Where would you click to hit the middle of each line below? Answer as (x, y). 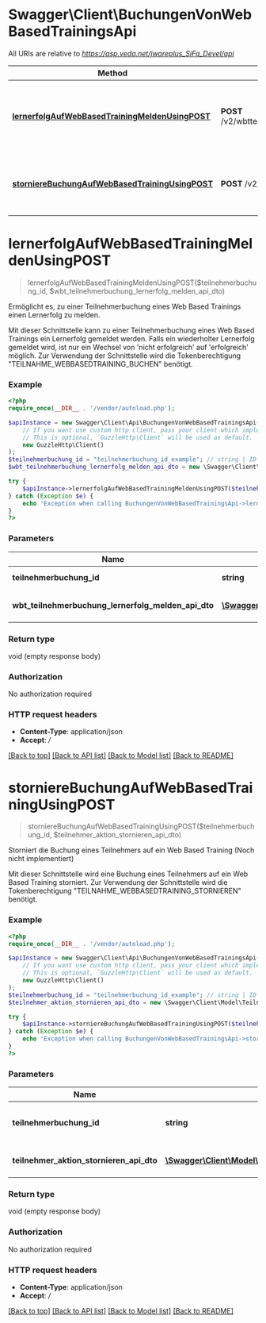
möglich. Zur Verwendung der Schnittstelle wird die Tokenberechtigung (125, 356)
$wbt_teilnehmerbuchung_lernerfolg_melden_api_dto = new (104, 467)
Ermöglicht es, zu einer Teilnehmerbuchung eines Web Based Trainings (125, 306)
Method (113, 73)
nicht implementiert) (41, 859)
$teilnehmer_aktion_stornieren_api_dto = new (84, 1002)
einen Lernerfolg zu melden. (54, 314)
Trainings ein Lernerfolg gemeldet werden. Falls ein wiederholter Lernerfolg (131, 338)
